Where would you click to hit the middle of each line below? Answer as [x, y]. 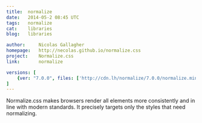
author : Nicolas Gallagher [45, 45]
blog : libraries [29, 34]
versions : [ [21, 73]
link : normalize [35, 61]
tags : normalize [29, 23]
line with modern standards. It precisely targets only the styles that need [96, 107]
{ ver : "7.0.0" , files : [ [48, 78]
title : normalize [29, 12]
